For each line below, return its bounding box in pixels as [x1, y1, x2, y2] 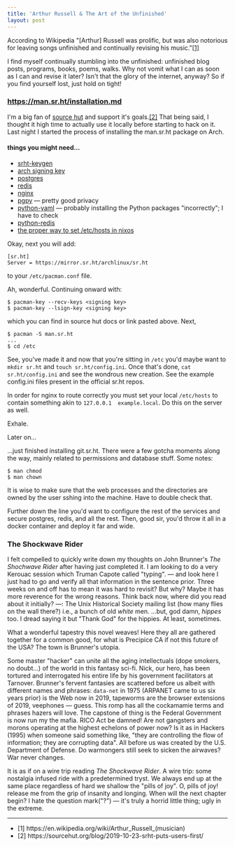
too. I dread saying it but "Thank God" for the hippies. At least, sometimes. [7, 615, 222, 623]
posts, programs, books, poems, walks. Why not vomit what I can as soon [7, 64, 220, 73]
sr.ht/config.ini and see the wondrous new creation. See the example [7, 370, 215, 378]
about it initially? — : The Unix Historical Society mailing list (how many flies [7, 600, 224, 608]
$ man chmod [7, 468, 42, 475]
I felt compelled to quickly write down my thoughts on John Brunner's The [7, 555, 221, 563]
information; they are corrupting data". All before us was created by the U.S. [7, 738, 226, 747]
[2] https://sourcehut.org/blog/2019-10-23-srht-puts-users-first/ [17, 832, 204, 840]
